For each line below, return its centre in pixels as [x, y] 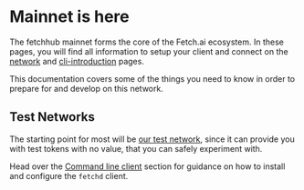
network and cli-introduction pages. [77, 61]
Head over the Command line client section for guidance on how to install [147, 166]
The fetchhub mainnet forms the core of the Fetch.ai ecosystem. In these [147, 42]
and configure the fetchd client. [69, 175]
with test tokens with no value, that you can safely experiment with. [136, 148]
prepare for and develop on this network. [87, 88]
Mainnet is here [69, 17]
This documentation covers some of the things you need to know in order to [152, 78]
